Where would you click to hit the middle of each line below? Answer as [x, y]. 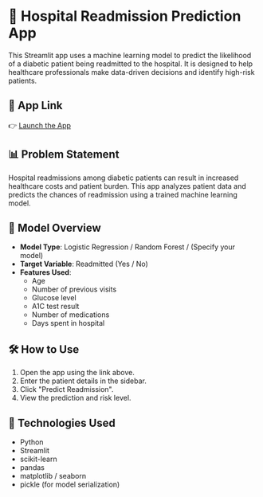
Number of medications [71, 315]
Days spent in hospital [68, 323]
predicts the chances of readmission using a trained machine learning [123, 194]
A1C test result [55, 307]
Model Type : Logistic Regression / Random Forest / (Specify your [128, 247]
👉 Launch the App [40, 125]
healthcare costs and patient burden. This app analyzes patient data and [127, 186]
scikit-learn [38, 459]
